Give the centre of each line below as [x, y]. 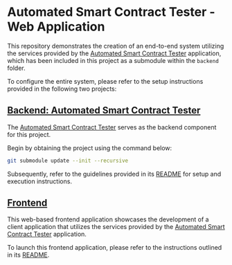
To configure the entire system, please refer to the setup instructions [105, 81]
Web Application [56, 27]
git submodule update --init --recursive [68, 161]
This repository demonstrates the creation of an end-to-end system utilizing [116, 46]
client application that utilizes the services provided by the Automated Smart [116, 227]
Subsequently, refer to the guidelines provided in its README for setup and [114, 174]
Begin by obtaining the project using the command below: [90, 148]
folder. [16, 68]
